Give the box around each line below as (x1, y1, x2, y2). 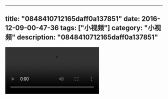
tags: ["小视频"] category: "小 (60, 23, 155, 32)
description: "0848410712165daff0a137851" (16, 33, 158, 41)
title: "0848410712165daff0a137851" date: (5, 14, 140, 23)
